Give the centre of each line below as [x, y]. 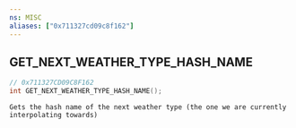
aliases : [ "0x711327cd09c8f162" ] [72, 26]
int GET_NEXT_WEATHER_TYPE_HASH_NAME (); [86, 91]
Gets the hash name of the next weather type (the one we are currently [148, 107]
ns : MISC [26, 17]
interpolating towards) [54, 115]
